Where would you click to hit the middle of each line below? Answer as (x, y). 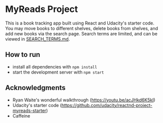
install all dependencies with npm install (55, 66)
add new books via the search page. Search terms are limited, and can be (81, 33)
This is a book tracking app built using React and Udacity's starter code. (80, 23)
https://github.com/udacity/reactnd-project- (107, 105)
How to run (23, 55)
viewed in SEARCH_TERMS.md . (38, 39)
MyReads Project (42, 9)
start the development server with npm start (58, 72)
